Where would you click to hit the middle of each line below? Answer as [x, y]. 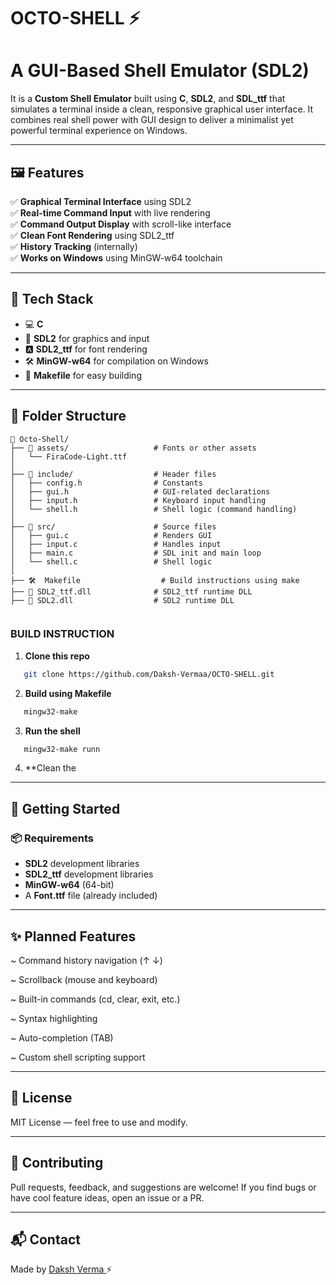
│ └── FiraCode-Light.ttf [69, 456]
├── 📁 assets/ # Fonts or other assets [133, 448]
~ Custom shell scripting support [78, 1057]
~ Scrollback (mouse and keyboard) [84, 979]
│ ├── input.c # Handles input [116, 544]
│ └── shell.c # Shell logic [111, 561]
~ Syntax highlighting [54, 1018]
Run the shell [52, 731]
